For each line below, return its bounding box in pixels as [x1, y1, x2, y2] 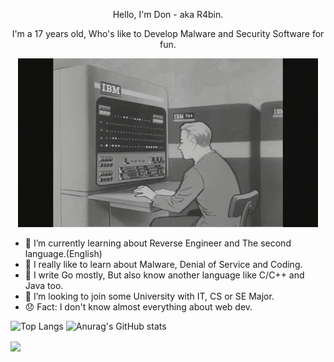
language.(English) [24, 248, 103, 259]
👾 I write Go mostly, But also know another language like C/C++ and [24, 269, 305, 281]
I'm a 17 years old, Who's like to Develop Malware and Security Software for [11, 28, 325, 39]
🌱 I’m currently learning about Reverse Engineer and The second [24, 237, 292, 249]
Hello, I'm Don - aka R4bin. [112, 9, 224, 20]
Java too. [24, 280, 64, 291]
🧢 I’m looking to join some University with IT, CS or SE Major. [24, 290, 275, 302]
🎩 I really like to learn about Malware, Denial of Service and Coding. [24, 259, 303, 270]
